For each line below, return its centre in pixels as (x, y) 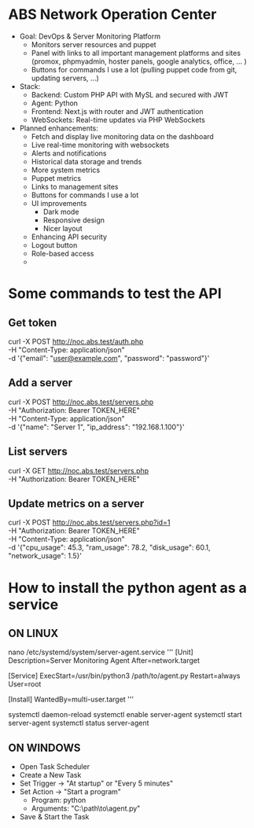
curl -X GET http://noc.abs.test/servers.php (79, 470)
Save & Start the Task (54, 817)
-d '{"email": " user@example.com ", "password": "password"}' (109, 358)
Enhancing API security (69, 237)
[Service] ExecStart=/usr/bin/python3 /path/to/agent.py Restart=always (124, 676)
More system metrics (66, 170)
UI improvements (59, 203)
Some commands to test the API (115, 294)
